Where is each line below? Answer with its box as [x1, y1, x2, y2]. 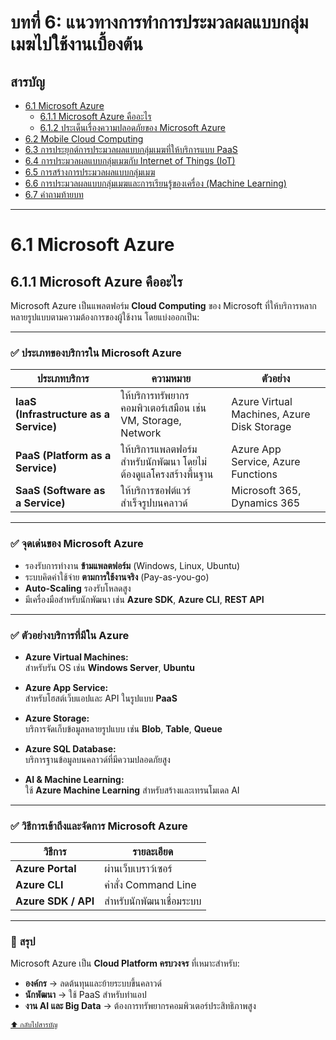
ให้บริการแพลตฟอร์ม [120, 442, 198, 456]
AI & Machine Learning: [24, 773, 125, 785]
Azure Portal [15, 862, 77, 876]
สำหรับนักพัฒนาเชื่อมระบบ [104, 894, 202, 908]
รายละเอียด [132, 845, 174, 859]
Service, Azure [231, 455, 301, 469]
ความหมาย [151, 372, 192, 386]
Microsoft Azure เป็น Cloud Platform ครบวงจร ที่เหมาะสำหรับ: [10, 957, 240, 970]
